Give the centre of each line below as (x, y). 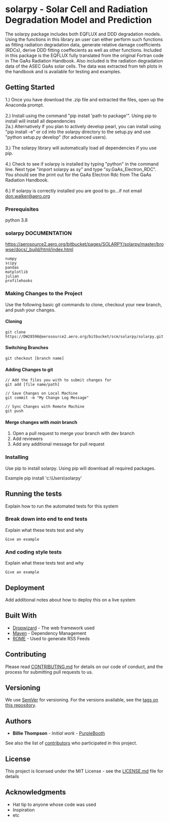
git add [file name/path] (32, 385)
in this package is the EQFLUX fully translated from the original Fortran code (84, 55)
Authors (18, 721)
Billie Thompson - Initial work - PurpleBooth (59, 733)
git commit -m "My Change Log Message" (47, 398)
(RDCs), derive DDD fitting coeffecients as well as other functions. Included (83, 50)
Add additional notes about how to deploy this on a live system (70, 599)
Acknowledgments (36, 792)
